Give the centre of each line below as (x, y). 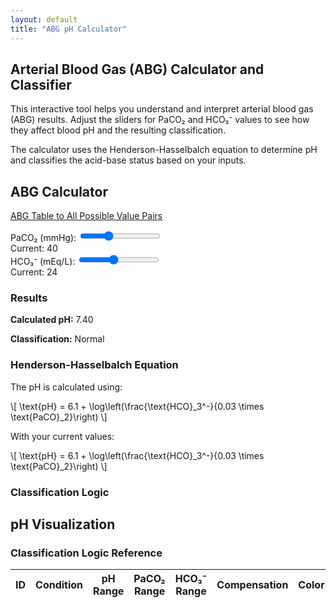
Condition (59, 585)
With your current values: (62, 436)
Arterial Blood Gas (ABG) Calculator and (137, 69)
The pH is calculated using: (66, 387)
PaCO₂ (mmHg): (43, 238)
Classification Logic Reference (86, 553)
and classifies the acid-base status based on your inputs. (128, 160)
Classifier (41, 84)
